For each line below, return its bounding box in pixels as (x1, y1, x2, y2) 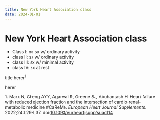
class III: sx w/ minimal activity (12, 59, 74, 65)
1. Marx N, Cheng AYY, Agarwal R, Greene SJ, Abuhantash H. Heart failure (5, 94, 156, 100)
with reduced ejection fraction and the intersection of (5, 99, 113, 105)
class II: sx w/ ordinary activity (12, 54, 74, 60)
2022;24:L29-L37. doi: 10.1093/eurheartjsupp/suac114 (5, 110, 113, 116)
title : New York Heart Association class (5, 7, 92, 12)
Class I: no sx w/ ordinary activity (12, 49, 80, 55)
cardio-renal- (114, 99, 141, 105)
